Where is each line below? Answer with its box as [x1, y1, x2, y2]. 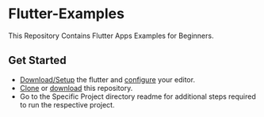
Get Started [8, 54, 67, 67]
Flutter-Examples [8, 5, 125, 23]
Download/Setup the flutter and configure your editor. [19, 74, 196, 84]
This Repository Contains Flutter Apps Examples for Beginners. [8, 31, 214, 40]
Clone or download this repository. [19, 83, 133, 92]
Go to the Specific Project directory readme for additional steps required [19, 92, 256, 101]
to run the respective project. [19, 100, 115, 109]
